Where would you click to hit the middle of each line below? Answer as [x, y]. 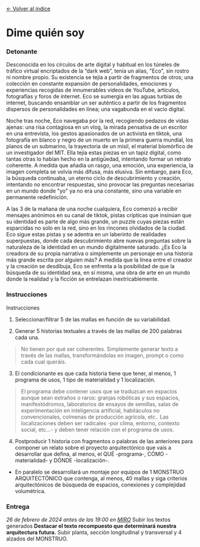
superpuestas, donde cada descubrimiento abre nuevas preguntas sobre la [99, 241]
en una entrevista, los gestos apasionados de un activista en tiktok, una [94, 134]
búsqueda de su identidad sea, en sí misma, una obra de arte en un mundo [98, 273]
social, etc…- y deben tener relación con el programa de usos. [97, 429]
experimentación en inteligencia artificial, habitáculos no [90, 410]
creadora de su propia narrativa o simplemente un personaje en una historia [99, 254]
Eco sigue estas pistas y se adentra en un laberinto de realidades [86, 235]
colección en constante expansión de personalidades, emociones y [89, 84]
